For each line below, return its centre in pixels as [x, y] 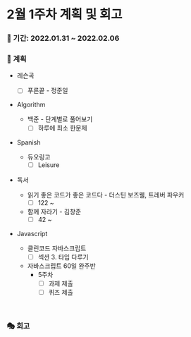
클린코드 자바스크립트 [57, 248]
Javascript [32, 233]
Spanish [29, 142]
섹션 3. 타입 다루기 [63, 257]
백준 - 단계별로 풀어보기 [60, 119]
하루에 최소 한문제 [62, 128]
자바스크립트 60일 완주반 [61, 266]
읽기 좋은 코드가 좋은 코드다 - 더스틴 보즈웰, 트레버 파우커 [106, 195]
